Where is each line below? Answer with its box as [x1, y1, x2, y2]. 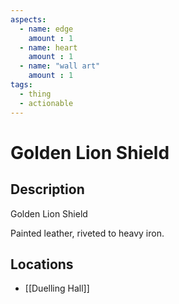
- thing [19, 89, 52, 99]
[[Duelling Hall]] [24, 282, 90, 295]
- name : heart [19, 42, 78, 53]
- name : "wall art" [19, 61, 101, 71]
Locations [10, 256, 74, 273]
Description [10, 181, 85, 198]
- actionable [19, 98, 74, 108]
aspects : [10, 14, 47, 25]
